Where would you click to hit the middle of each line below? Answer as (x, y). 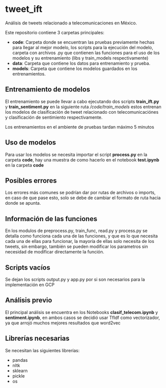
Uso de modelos (30, 143)
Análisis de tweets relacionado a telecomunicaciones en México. (71, 23)
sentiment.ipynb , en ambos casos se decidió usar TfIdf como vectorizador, (83, 317)
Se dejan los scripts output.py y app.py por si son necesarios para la (75, 279)
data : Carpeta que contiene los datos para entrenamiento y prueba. (81, 63)
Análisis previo (29, 300)
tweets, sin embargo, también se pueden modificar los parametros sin (77, 246)
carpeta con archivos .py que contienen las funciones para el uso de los (86, 53)
